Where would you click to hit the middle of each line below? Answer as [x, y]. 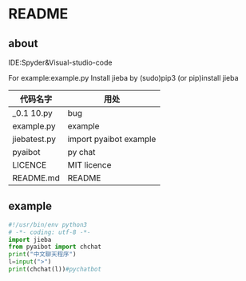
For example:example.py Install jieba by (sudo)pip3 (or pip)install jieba [123, 78]
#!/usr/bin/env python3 [48, 224]
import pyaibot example [112, 139]
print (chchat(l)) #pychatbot [55, 269]
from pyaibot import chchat [55, 247]
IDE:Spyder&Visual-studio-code [60, 62]
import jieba [30, 239]
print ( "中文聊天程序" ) [42, 255]
